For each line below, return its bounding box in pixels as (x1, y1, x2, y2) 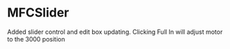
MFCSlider (7, 5, 69, 21)
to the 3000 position (7, 35, 66, 43)
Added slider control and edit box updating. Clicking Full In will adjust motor (7, 28, 223, 36)
